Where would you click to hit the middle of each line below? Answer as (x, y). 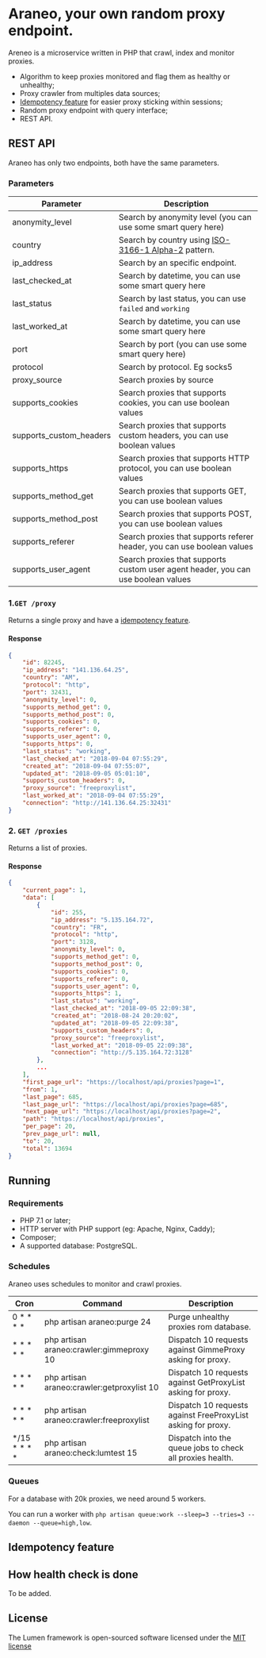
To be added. (30, 1594)
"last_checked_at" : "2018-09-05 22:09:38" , (123, 1009)
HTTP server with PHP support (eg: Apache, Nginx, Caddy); (117, 1229)
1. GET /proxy (32, 602)
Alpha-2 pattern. (183, 250)
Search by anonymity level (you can (185, 217)
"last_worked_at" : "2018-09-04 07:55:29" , (93, 796)
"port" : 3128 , (74, 942)
